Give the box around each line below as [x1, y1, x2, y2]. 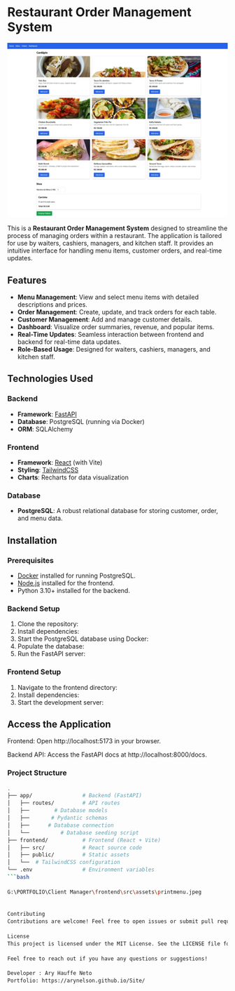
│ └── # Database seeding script [7, 829, 139, 836]
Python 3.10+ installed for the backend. [17, 586, 131, 594]
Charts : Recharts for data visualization [17, 473, 129, 481]
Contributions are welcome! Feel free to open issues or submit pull [7, 918, 215, 925]
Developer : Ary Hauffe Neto [7, 970, 92, 977]
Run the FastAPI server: [17, 650, 86, 658]
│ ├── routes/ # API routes [7, 799, 120, 807]
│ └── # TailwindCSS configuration [7, 859, 120, 866]
